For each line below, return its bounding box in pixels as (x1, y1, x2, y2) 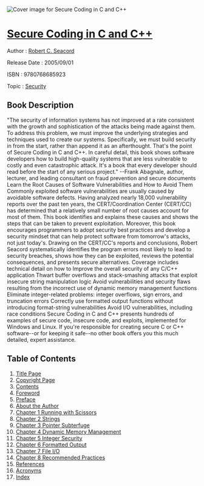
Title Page (15, 370, 41, 377)
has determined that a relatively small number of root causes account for (7, 207, 189, 214)
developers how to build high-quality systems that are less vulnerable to (7, 155, 188, 162)
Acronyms (15, 467, 42, 474)
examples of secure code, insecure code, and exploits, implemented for (7, 316, 187, 324)
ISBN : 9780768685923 (7, 71, 66, 78)
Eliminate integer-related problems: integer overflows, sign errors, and (7, 291, 183, 298)
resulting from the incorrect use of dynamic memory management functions (7, 284, 197, 291)
